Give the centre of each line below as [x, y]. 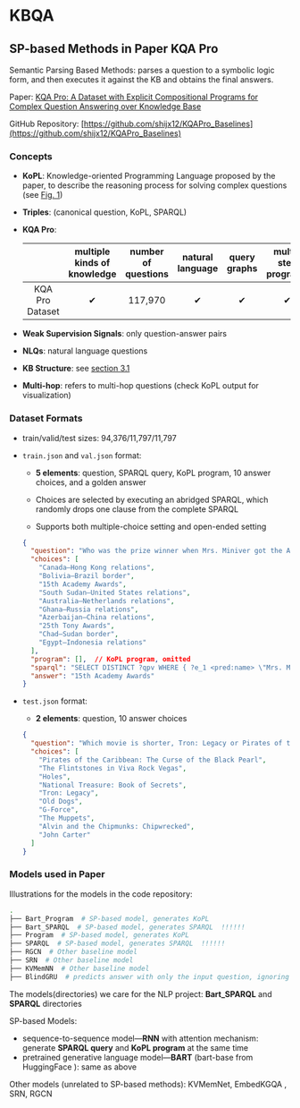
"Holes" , [55, 776]
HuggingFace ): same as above [79, 1067]
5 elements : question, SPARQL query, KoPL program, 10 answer [153, 473]
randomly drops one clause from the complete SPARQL [137, 509]
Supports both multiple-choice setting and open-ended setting [151, 526]
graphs [242, 268]
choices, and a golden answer [91, 482]
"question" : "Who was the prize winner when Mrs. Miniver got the [157, 551]
